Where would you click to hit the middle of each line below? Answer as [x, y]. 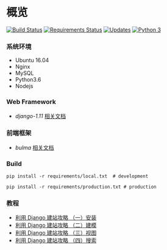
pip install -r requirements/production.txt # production [81, 187]
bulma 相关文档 [34, 147]
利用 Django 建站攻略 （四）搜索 [56, 240]
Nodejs [24, 86]
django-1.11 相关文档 [40, 116]
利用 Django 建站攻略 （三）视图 [56, 233]
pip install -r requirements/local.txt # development [77, 176]
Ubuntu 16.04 [32, 60]
